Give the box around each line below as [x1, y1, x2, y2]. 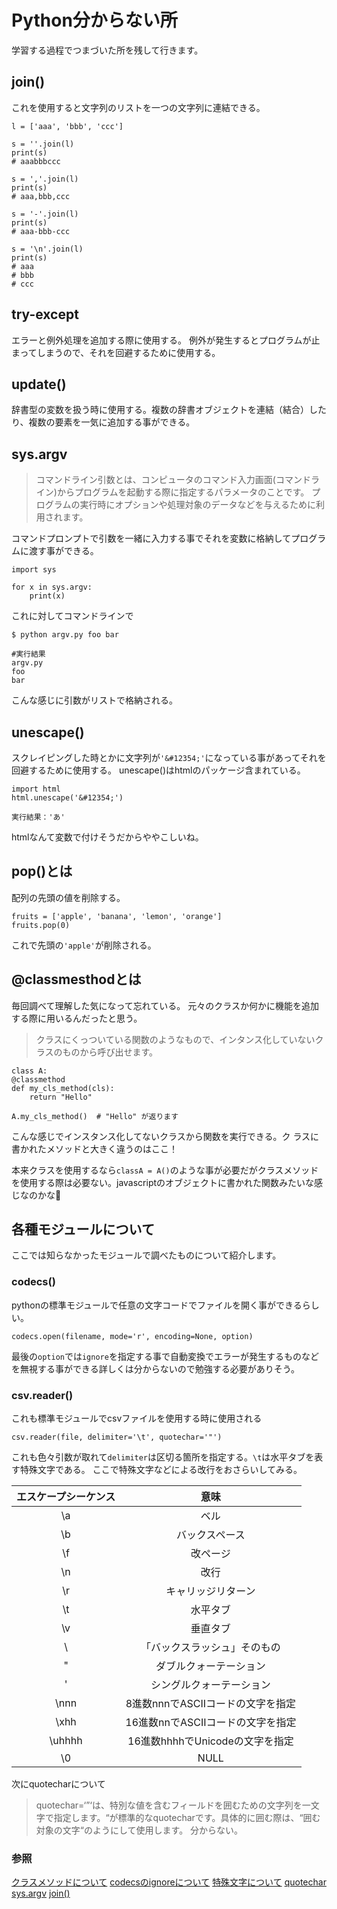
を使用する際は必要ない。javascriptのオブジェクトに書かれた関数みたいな [11, 1176, 315, 1188]
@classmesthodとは [11, 971, 142, 988]
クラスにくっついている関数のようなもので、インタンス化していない [35, 1033, 316, 1045]
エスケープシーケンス [16, 1490, 116, 1504]
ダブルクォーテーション [155, 1659, 266, 1673]
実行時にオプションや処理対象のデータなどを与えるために [79, 499, 316, 511]
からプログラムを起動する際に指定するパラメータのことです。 [56, 486, 310, 498]
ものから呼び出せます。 [62, 1046, 159, 1058]
